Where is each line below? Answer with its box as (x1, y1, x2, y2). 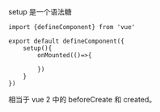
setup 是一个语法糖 (8, 7, 72, 16)
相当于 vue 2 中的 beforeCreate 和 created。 (8, 95, 156, 104)
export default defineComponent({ (8, 37, 125, 45)
